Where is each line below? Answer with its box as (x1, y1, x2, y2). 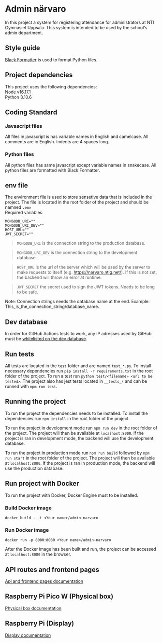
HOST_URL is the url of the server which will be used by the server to (16, 264, 151, 270)
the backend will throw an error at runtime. (16, 274, 102, 280)
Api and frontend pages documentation (5, 578, 84, 584)
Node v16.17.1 (5, 89, 31, 95)
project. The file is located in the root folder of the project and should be (5, 199, 149, 205)
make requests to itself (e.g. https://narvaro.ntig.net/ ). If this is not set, (16, 270, 157, 275)
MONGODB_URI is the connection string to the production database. (16, 240, 146, 246)
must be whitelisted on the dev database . (5, 336, 88, 342)
